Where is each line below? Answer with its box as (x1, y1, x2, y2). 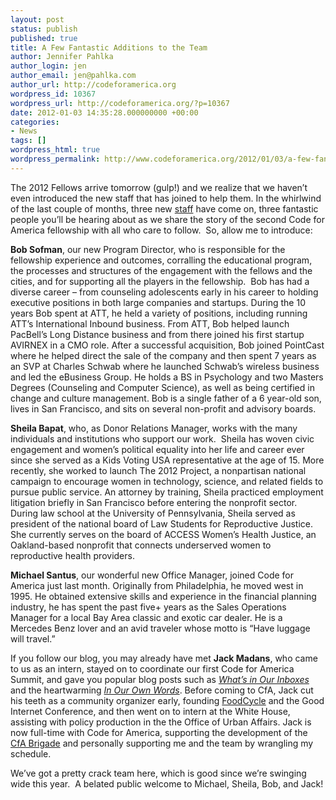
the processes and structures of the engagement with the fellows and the (10, 264, 313, 276)
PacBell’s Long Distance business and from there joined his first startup (10, 328, 305, 340)
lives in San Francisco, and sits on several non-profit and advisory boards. (10, 402, 317, 415)
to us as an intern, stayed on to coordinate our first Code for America (10, 662, 295, 675)
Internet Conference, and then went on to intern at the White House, (10, 705, 291, 717)
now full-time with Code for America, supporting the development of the (10, 726, 308, 738)
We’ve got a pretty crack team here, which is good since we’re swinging (10, 767, 307, 779)
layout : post (10, 14, 65, 25)
